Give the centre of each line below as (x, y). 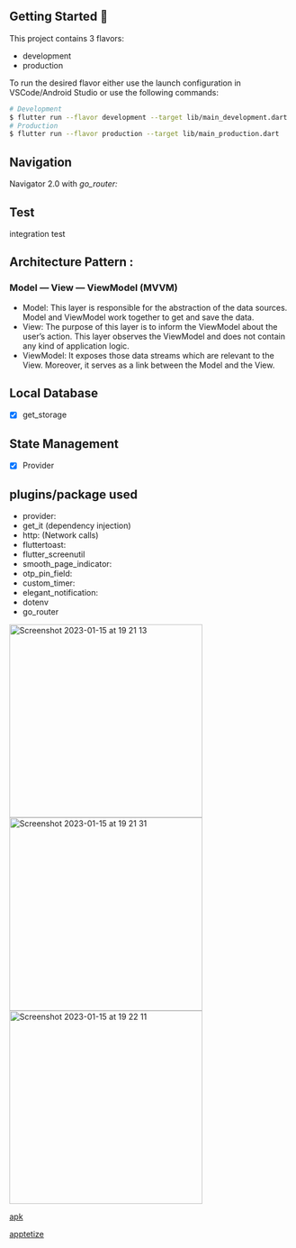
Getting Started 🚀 (59, 17)
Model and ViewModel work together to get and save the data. (138, 317)
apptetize (27, 1234)
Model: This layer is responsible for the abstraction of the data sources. (155, 307)
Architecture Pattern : (72, 262)
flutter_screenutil (54, 554)
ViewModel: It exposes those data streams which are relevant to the (148, 355)
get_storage (45, 414)
